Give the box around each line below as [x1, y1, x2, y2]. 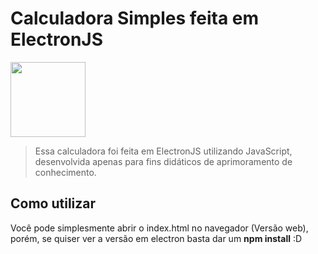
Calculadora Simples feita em [10, 7, 260, 30]
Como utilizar [10, 195, 97, 212]
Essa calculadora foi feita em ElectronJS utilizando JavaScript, [34, 145, 293, 157]
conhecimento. [34, 166, 97, 178]
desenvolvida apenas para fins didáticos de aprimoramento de [34, 155, 293, 167]
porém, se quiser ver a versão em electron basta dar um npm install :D [10, 232, 303, 244]
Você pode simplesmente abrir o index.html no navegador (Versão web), [10, 222, 309, 234]
